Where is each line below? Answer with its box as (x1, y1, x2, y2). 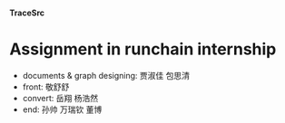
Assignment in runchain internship (9, 39, 277, 59)
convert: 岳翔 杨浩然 (22, 92, 98, 103)
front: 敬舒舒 (22, 81, 70, 92)
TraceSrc (9, 7, 45, 18)
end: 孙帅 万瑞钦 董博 (22, 104, 103, 115)
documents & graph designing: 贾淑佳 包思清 (22, 70, 191, 80)
